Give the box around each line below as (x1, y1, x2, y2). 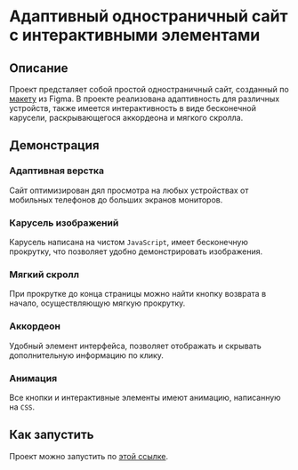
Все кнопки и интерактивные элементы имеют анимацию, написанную (9, 392, 282, 402)
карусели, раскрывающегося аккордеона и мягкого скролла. (9, 113, 244, 123)
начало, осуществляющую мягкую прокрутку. (9, 298, 186, 308)
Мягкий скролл (9, 268, 80, 281)
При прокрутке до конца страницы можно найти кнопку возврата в (9, 289, 267, 299)
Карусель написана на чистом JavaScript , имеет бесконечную (9, 236, 249, 247)
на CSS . (9, 402, 36, 412)
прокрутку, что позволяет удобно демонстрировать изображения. (9, 246, 263, 257)
